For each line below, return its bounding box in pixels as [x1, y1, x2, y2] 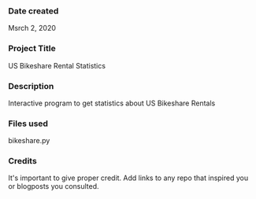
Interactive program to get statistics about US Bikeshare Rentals [8, 98, 216, 108]
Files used [8, 118, 49, 129]
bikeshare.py [8, 136, 50, 146]
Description [8, 80, 54, 91]
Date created [8, 6, 59, 17]
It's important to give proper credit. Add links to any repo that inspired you [8, 173, 249, 182]
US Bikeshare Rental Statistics [8, 61, 106, 70]
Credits [8, 156, 37, 167]
